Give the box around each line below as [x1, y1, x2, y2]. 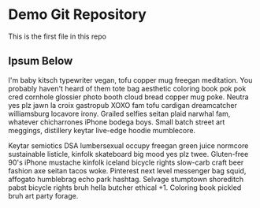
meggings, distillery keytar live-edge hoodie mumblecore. [8, 125, 195, 135]
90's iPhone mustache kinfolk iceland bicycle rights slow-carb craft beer [8, 158, 244, 167]
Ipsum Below [8, 54, 73, 68]
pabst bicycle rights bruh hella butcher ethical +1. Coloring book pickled [8, 183, 242, 192]
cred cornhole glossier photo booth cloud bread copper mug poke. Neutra [8, 92, 250, 102]
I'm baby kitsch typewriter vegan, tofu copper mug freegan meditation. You [8, 75, 253, 84]
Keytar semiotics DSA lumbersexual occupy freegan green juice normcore [8, 140, 249, 150]
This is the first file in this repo [8, 32, 106, 41]
